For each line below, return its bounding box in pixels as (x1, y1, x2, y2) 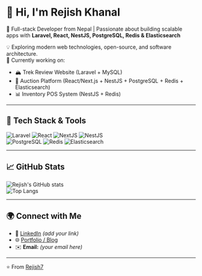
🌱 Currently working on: (6, 57, 66, 64)
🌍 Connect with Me (6, 210, 82, 221)
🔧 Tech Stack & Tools (6, 115, 86, 126)
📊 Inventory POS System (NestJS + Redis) (14, 90, 121, 97)
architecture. (6, 50, 38, 57)
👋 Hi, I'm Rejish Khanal (6, 5, 120, 19)
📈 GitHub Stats (6, 162, 65, 172)
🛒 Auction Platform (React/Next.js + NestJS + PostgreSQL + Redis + (14, 77, 184, 84)
